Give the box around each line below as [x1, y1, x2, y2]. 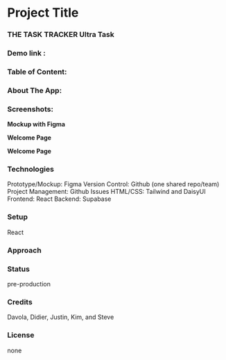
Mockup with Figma [7, 120, 66, 129]
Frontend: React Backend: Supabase [7, 195, 112, 203]
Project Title [7, 5, 79, 21]
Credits [7, 297, 33, 306]
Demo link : [7, 49, 46, 58]
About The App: [7, 85, 62, 95]
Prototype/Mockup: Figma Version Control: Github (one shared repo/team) [7, 180, 220, 188]
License [7, 330, 35, 340]
